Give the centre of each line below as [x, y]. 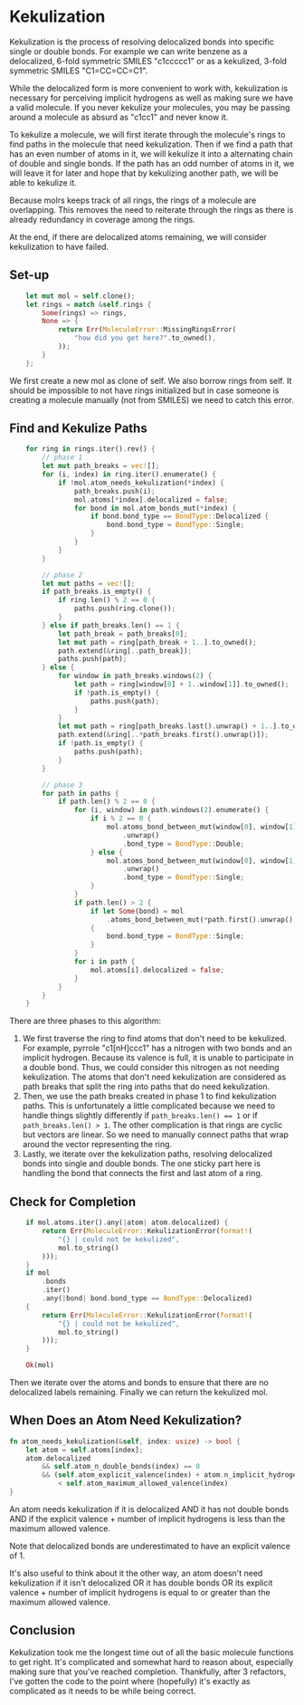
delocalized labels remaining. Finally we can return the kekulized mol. [139, 1392]
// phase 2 [62, 575]
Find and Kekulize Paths [78, 429]
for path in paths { [81, 793]
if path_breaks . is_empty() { [97, 592]
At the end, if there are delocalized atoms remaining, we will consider [138, 236]
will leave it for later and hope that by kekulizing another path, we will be [144, 173]
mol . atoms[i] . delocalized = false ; [157, 970]
